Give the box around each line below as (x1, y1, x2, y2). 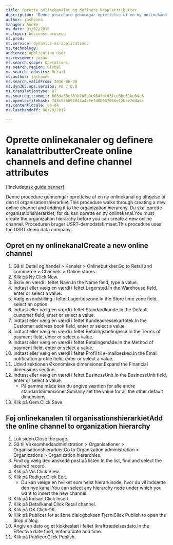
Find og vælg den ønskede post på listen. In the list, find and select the (13, 457, 162, 463)
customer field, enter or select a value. (13, 312, 95, 318)
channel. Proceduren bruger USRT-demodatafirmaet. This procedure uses (6, 221, 162, 227)
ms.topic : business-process (6, 31, 66, 36)
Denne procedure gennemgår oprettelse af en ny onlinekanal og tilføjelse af (6, 193, 166, 200)
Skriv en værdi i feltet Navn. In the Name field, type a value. (13, 279, 138, 285)
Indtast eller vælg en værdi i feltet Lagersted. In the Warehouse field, (13, 285, 158, 291)
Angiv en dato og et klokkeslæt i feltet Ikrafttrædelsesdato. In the (13, 522, 149, 529)
